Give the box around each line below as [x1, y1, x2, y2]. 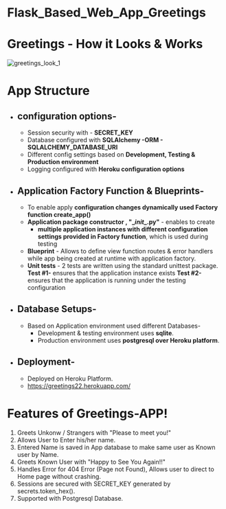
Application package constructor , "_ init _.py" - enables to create [27, 218, 215, 226]
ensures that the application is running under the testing [27, 276, 187, 284]
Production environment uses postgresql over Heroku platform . [37, 336, 220, 344]
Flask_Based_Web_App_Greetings [7, 5, 206, 21]
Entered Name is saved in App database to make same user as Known [16, 443, 216, 451]
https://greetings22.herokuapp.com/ [27, 381, 131, 389]
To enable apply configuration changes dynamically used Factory [27, 203, 218, 211]
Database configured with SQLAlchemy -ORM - [27, 136, 163, 144]
